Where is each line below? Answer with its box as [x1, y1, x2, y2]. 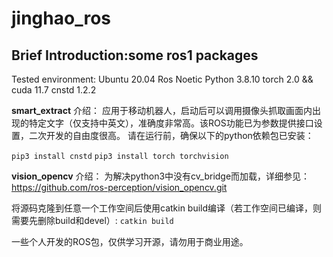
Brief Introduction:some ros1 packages [11, 47, 259, 64]
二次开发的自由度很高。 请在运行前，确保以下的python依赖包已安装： [28, 130, 314, 141]
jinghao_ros [11, 7, 112, 30]
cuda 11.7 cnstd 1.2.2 [11, 84, 97, 96]
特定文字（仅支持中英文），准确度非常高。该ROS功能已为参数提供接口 [28, 117, 314, 129]
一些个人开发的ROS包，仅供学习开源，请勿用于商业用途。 [11, 236, 249, 247]
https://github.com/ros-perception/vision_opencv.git [11, 182, 228, 193]
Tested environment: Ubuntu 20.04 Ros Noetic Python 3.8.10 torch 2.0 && [11, 73, 314, 85]
